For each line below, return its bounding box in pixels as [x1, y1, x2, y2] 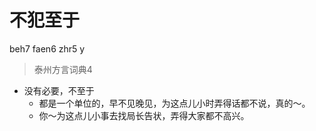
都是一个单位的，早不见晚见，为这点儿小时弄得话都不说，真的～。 [38, 97, 311, 109]
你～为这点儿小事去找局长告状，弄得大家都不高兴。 [38, 109, 250, 121]
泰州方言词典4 [33, 63, 93, 75]
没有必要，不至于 [23, 84, 95, 96]
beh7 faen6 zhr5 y [9, 42, 86, 55]
